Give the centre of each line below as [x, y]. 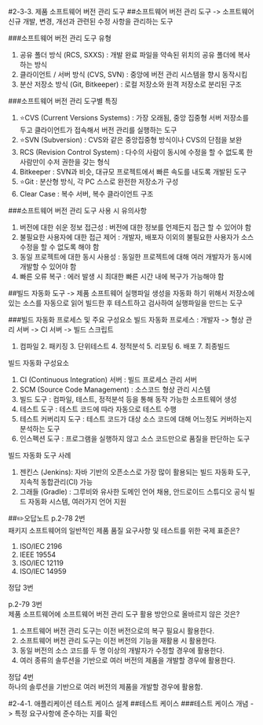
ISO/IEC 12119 [42, 563]
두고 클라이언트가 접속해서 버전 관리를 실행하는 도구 [98, 130]
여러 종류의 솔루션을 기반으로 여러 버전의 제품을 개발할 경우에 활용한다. [127, 660]
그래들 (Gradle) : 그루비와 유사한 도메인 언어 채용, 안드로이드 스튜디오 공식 [133, 491]
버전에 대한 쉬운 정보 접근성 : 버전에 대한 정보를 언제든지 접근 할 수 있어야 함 [135, 227]
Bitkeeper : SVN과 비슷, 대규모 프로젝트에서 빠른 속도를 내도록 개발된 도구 [133, 172]
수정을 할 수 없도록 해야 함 [59, 247]
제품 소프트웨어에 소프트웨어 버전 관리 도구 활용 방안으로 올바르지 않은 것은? [124, 614]
